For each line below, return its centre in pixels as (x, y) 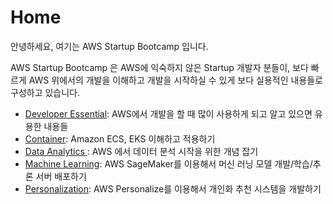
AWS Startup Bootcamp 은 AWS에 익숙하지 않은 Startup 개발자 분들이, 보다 (159, 67)
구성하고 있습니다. (45, 92)
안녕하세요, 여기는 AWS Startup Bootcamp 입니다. (109, 46)
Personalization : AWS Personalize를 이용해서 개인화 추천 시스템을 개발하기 (173, 188)
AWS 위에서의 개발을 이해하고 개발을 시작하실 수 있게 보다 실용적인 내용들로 (175, 80)
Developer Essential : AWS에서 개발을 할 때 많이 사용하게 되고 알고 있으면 (168, 113)
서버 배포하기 (61, 176)
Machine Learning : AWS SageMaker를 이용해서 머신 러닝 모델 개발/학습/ (168, 163)
